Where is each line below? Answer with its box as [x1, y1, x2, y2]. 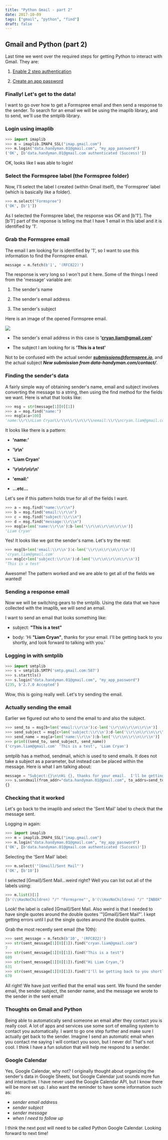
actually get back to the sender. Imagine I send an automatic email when [5, 1033, 154, 1039]
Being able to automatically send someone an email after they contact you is [5, 1017, 162, 1023]
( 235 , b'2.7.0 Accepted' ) [5, 682, 59, 688]
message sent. [5, 811, 36, 817]
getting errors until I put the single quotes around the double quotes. [5, 917, 146, 923]
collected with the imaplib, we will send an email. [5, 605, 106, 611]
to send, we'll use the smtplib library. [5, 113, 81, 119]
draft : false [5, 21, 32, 27]
